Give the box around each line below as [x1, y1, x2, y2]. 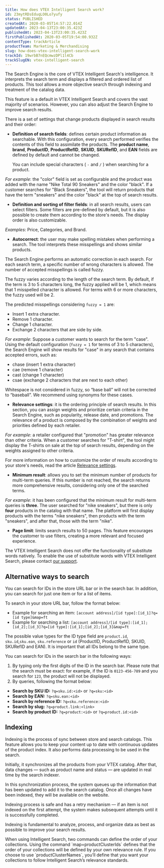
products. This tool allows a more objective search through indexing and [5, 82, 151, 88]
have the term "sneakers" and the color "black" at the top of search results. [5, 192, 158, 198]
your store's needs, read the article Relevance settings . [5, 462, 117, 468]
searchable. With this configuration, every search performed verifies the [12, 136, 159, 142]
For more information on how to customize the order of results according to [5, 457, 158, 463]
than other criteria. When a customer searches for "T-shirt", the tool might [5, 437, 155, 443]
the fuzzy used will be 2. [5, 292, 55, 298]
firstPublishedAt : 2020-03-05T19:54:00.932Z [5, 35, 98, 40]
